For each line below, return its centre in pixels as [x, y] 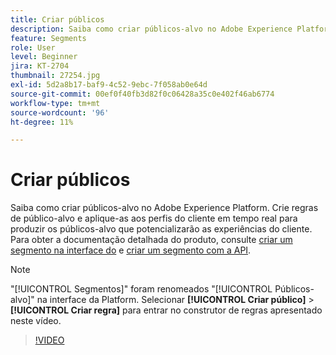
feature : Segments [48, 38]
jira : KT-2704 [40, 66]
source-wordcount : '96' [60, 112]
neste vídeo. [36, 321]
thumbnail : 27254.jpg [55, 76]
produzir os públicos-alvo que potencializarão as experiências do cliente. [161, 229]
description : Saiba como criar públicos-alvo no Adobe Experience [151, 29]
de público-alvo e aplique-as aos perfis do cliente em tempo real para [154, 218]
